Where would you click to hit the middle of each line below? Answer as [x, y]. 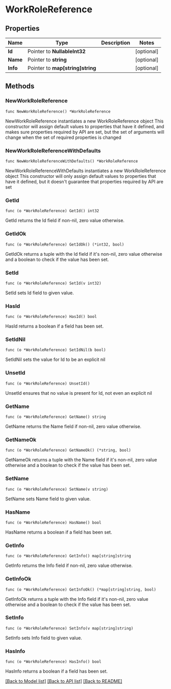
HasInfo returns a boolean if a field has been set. [57, 671]
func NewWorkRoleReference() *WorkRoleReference [58, 111]
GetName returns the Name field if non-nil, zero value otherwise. [74, 427]
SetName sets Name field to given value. [48, 499]
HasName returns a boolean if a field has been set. [59, 532]
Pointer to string [47, 60]
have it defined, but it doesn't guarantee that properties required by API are [84, 181]
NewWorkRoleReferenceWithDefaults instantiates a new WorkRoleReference [86, 171]
